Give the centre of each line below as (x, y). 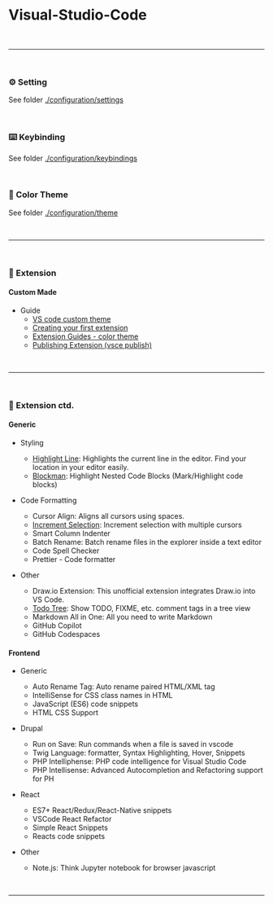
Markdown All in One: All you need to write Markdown (122, 617)
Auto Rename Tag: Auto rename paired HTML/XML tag (123, 687)
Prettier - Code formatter (74, 560)
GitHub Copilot (57, 625)
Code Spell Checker (66, 551)
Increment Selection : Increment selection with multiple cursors (137, 525)
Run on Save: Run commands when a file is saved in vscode (133, 744)
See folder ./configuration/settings (66, 100)
